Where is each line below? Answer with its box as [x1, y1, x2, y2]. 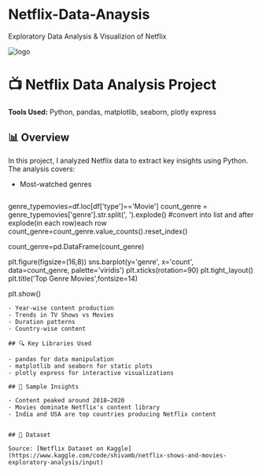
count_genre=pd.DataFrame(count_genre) [8, 241, 145, 251]
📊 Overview [8, 131, 70, 145]
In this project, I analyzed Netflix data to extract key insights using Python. [8, 156, 249, 165]
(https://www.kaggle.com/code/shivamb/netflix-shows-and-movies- [8, 451, 227, 459]
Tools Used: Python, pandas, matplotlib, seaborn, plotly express [8, 107, 216, 116]
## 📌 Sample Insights [8, 383, 79, 391]
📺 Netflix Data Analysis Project [8, 76, 216, 94]
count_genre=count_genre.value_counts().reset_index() [8, 226, 188, 236]
